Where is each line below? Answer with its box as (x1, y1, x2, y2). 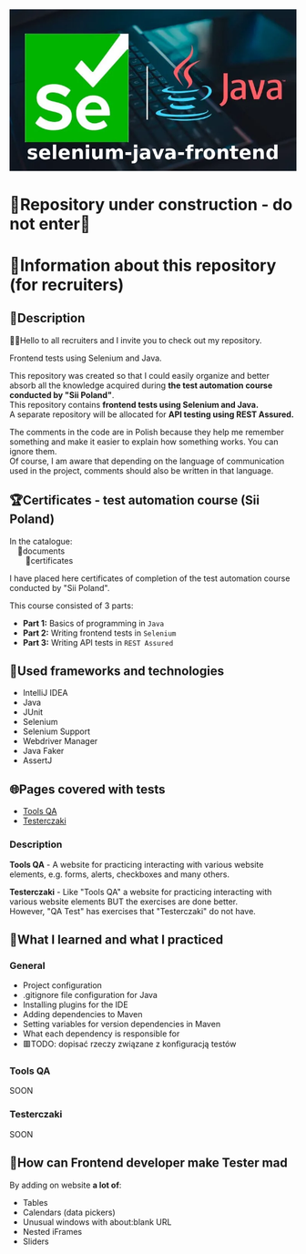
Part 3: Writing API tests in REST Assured (22, 637, 174, 647)
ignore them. (9, 445, 57, 456)
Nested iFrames (22, 1226, 83, 1237)
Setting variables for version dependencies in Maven (22, 1019, 221, 1030)
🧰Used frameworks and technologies (9, 663, 225, 678)
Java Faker (22, 746, 65, 757)
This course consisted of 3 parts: (9, 600, 134, 611)
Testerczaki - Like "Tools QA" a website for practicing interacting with (9, 886, 272, 897)
